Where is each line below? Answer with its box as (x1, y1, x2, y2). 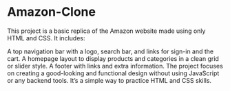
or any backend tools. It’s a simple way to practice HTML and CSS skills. (7, 76, 212, 84)
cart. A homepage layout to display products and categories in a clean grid (7, 54, 219, 62)
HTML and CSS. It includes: (7, 34, 85, 42)
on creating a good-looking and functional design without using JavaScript (7, 69, 220, 77)
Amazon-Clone (7, 4, 96, 20)
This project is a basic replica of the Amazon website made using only (7, 27, 206, 35)
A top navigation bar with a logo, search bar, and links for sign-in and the (7, 47, 214, 55)
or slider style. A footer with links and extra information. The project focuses (7, 62, 224, 70)
